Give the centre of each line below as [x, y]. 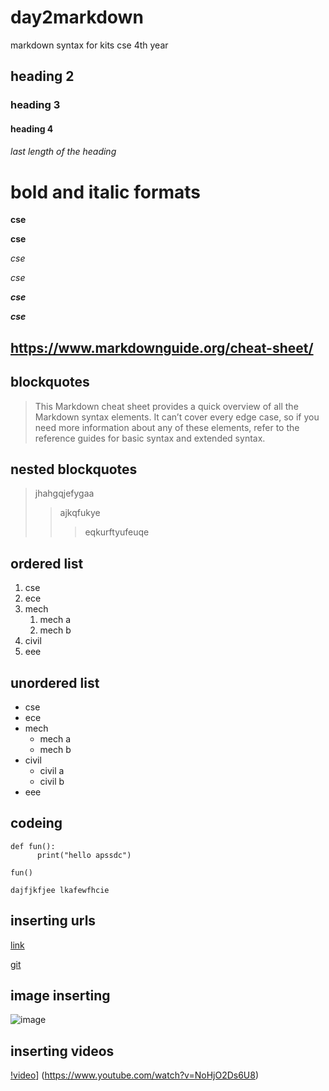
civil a [52, 771]
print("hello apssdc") [84, 855]
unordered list [55, 682]
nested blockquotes [74, 469]
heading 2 [42, 76]
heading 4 [32, 128]
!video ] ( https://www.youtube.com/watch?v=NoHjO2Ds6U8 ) [135, 1075]
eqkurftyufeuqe [117, 532]
